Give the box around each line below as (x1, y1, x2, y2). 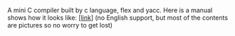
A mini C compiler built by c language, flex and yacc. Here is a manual (7, 6, 213, 14)
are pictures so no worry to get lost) (7, 21, 113, 29)
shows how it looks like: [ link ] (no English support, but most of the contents (7, 13, 229, 22)
